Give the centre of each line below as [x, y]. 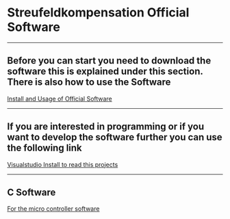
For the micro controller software [53, 209]
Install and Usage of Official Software [60, 99]
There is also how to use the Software [89, 82]
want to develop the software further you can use [115, 137]
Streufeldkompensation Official [98, 13]
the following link [44, 148]
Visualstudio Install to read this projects [63, 164]
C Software [31, 192]
